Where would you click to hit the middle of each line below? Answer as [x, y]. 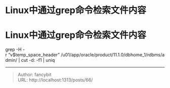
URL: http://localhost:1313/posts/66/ [55, 80]
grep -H [13, 50]
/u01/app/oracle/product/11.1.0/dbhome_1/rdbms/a [113, 55]
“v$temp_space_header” [34, 55]
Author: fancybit [34, 75]
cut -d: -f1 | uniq [38, 60]
